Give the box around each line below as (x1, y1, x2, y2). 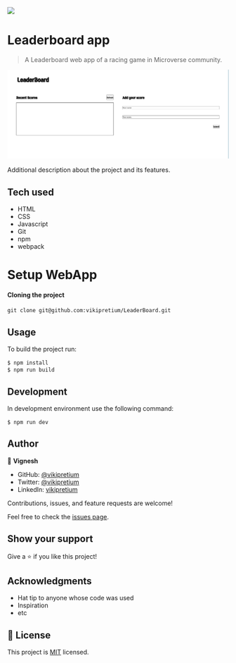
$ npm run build (7, 366, 55, 373)
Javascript (17, 220, 48, 228)
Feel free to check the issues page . (7, 512, 109, 521)
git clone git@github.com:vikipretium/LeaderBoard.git (7, 307, 171, 314)
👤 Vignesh (7, 457, 39, 465)
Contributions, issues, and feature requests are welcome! (7, 499, 173, 507)
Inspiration (17, 601, 48, 609)
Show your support (7, 533, 93, 545)
